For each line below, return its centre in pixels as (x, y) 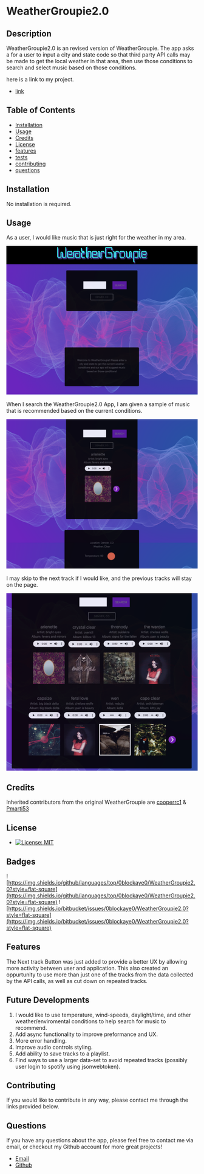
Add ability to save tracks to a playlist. (63, 1054)
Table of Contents (41, 110)
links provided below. (33, 1107)
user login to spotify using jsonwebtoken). (67, 1066)
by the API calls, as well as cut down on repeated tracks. (77, 981)
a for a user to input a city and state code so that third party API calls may (98, 55)
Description (29, 34)
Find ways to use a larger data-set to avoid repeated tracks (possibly (101, 1060)
